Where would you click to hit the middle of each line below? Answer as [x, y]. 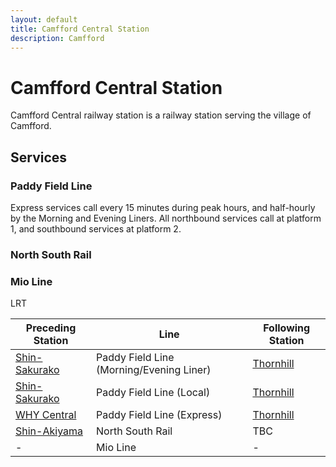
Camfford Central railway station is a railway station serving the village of [161, 115]
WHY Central [46, 415]
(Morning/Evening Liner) [154, 370]
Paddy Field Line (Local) [153, 393]
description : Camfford [57, 38]
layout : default [44, 19]
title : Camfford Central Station [80, 29]
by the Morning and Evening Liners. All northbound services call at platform [166, 218]
